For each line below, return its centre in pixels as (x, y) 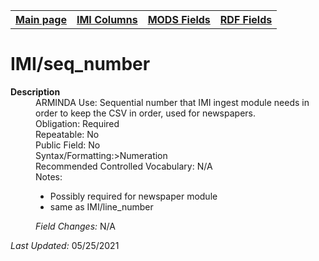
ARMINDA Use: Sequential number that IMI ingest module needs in (172, 102)
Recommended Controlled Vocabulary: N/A (124, 166)
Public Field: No (68, 145)
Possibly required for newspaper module (133, 196)
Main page (41, 19)
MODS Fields (179, 19)
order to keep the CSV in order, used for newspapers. (145, 113)
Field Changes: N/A (75, 226)
